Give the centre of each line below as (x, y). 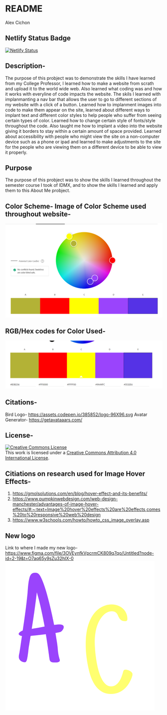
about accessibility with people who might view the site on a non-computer (83, 136)
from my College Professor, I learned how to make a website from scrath (80, 83)
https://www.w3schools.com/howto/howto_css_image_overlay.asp (81, 520)
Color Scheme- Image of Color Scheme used (76, 206)
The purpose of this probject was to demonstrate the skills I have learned (80, 78)
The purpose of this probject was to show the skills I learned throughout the (83, 180)
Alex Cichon (18, 22)
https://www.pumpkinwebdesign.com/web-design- (65, 499)
